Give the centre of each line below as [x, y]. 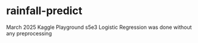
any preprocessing [29, 33]
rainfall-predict [44, 11]
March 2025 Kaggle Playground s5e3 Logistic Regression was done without [99, 27]
